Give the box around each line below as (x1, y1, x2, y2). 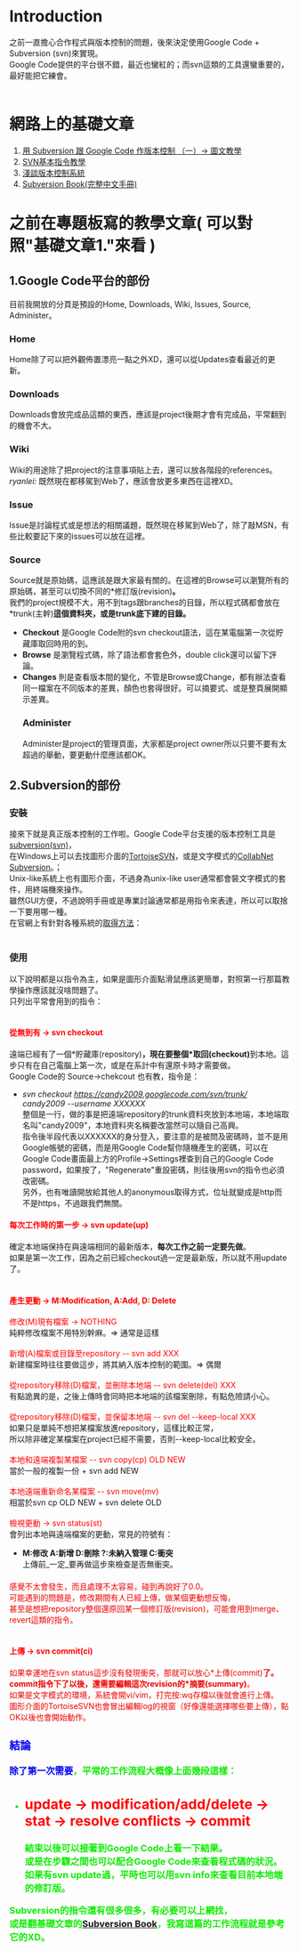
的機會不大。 (9, 420, 56, 431)
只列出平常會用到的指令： (9, 995, 103, 1007)
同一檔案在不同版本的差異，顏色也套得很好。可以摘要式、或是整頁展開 (21, 683, 280, 693)
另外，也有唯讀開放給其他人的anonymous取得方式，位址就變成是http (21, 1186, 275, 1197)
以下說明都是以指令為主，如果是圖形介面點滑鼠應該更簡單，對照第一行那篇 (9, 973, 282, 984)
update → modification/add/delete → (24, 1795, 270, 1813)
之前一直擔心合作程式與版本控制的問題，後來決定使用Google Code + (9, 36, 260, 47)
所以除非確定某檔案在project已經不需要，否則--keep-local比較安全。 (9, 1434, 261, 1445)
